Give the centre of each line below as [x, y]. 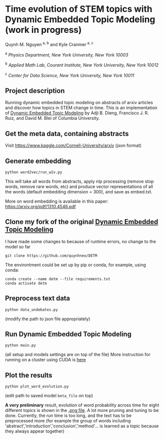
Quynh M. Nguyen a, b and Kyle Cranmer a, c [49, 44]
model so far [18, 247]
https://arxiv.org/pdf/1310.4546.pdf [40, 206]
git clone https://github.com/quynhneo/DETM [51, 256]
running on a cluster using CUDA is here [46, 360]
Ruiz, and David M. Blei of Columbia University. [53, 118]
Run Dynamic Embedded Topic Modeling [68, 334]
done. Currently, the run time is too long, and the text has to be [68, 415]
